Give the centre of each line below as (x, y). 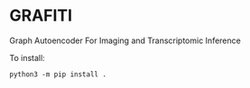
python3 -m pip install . (58, 74)
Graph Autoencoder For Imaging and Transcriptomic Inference (125, 40)
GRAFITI (41, 16)
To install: (27, 57)
